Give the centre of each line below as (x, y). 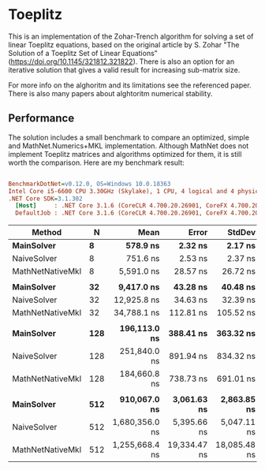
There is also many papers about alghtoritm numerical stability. (110, 93)
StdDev (242, 233)
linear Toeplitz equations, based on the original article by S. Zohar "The (124, 44)
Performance (41, 119)
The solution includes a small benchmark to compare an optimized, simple (129, 137)
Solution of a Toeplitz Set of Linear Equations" (83, 53)
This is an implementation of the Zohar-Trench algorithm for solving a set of (131, 36)
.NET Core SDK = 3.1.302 (45, 199)
